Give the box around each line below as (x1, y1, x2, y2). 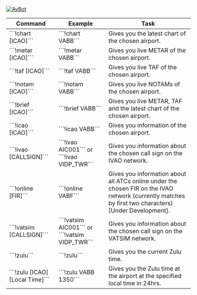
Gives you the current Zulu (108, 247, 182, 256)
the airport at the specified (108, 272, 182, 280)
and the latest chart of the (108, 105, 180, 112)
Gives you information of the (108, 121, 186, 129)
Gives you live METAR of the (108, 46, 186, 54)
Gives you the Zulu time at (108, 264, 181, 273)
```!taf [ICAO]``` (9, 67, 50, 75)
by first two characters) (108, 199, 173, 207)
